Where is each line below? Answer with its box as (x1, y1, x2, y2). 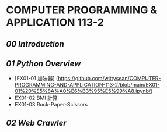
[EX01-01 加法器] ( (14, 75, 58, 82)
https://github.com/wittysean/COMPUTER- (57, 75, 161, 82)
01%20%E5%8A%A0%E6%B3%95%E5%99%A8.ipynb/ (14, 88, 151, 95)
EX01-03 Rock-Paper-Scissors (14, 101, 88, 108)
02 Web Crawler (6, 117, 67, 128)
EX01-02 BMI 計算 (14, 94, 58, 102)
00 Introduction (6, 39, 64, 49)
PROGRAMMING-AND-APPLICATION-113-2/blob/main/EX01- (14, 81, 160, 88)
